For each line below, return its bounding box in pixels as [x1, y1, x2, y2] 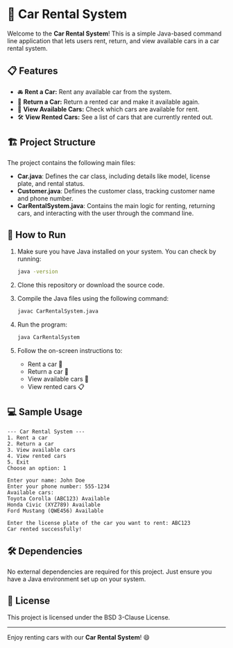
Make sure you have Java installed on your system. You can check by [17, 247, 216, 256]
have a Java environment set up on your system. [7, 574, 146, 583]
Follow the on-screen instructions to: [17, 347, 123, 354]
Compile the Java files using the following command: [17, 294, 169, 303]
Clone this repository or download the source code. [17, 281, 165, 290]
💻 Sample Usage [7, 406, 83, 418]
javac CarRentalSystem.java [17, 308, 98, 315]
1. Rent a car [7, 434, 49, 441]
